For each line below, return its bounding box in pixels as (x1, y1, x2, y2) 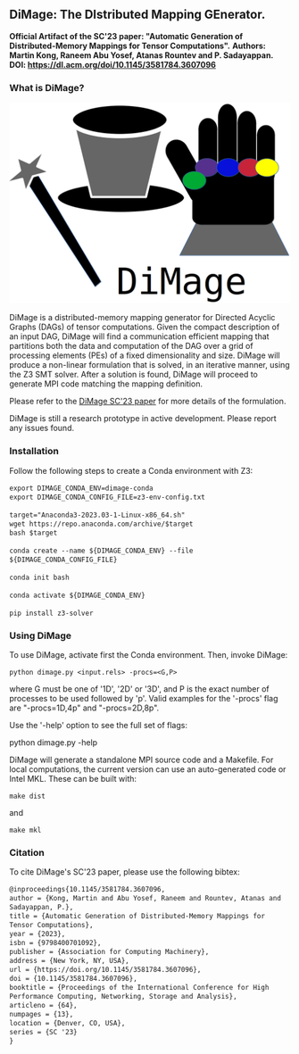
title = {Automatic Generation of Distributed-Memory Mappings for (9, 912, 266, 921)
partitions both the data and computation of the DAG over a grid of (9, 341, 253, 352)
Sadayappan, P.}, (9, 903, 74, 912)
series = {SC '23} (9, 1028, 78, 1037)
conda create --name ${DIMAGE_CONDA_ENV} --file (9, 546, 194, 555)
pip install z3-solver (9, 609, 94, 618)
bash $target (9, 528, 58, 537)
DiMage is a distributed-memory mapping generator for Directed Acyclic (9, 312, 276, 323)
